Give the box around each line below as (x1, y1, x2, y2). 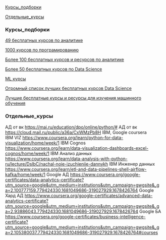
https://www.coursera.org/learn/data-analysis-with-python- (5, 156, 128, 162)
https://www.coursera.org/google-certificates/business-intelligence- (5, 213, 146, 220)
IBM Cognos (60, 140, 86, 146)
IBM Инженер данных (109, 161, 155, 167)
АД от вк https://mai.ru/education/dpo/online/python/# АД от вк (5, 124, 137, 130)
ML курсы (5, 76, 26, 82)
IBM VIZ (5, 134, 21, 140)
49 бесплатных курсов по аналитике (5, 37, 83, 44)
